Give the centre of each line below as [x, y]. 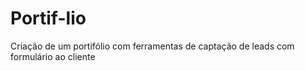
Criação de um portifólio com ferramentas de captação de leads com [152, 46]
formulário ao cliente [53, 56]
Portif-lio [48, 18]
